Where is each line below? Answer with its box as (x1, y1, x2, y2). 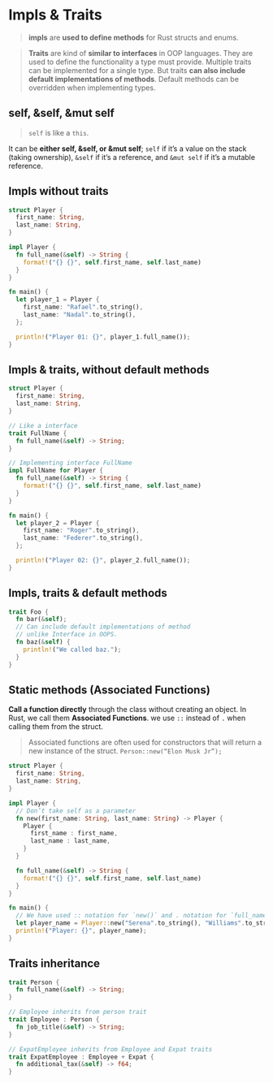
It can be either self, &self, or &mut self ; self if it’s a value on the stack (8, 144, 247, 153)
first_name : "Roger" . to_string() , (23, 526, 140, 535)
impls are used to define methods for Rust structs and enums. (28, 32, 239, 42)
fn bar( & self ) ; (15, 615, 67, 623)
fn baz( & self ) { (15, 638, 71, 646)
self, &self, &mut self (8, 106, 115, 120)
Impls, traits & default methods (8, 586, 168, 600)
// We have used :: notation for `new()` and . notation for (15, 912, 227, 920)
